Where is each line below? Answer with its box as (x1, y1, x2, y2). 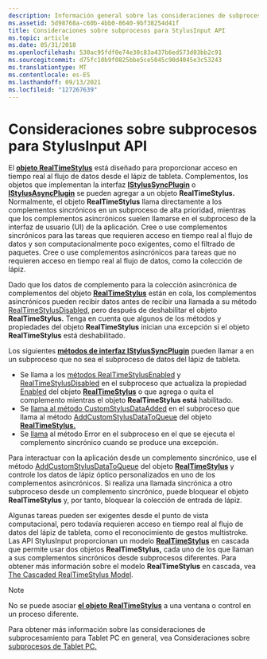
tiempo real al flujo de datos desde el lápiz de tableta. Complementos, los (8, 172, 249, 181)
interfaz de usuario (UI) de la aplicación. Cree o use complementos (8, 222, 228, 232)
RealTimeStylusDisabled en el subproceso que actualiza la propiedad (19, 379, 247, 388)
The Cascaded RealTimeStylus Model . (8, 570, 133, 579)
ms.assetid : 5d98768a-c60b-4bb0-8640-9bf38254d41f (8, 19, 180, 27)
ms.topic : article (8, 33, 69, 42)
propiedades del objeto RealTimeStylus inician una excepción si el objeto (8, 322, 250, 332)
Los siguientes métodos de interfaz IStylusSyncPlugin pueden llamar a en (8, 346, 254, 356)
